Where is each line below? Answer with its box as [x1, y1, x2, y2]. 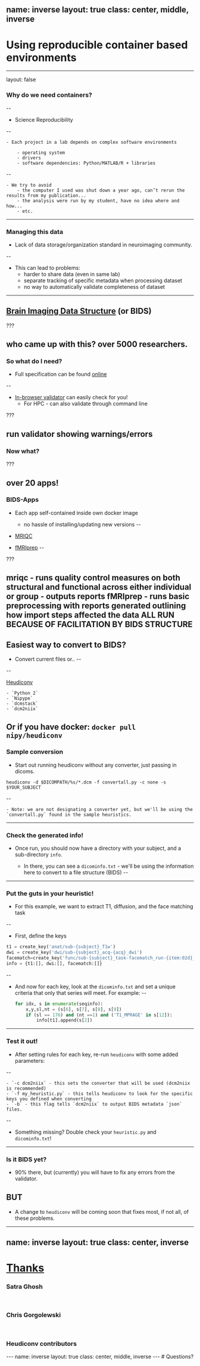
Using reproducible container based [6, 38, 188, 51]
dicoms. [14, 767, 35, 775]
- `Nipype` [6, 695, 33, 701]
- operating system [17, 149, 65, 156]
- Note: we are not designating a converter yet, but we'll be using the [6, 806, 193, 812]
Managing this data [6, 227, 64, 236]
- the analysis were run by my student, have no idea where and [17, 198, 180, 203]
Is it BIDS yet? [6, 1155, 47, 1163]
